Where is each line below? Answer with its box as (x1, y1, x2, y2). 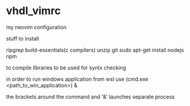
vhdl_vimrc (6, 4, 61, 18)
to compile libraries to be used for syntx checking (6, 64, 126, 71)
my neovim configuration (6, 24, 66, 31)
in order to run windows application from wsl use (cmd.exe (6, 75, 149, 82)
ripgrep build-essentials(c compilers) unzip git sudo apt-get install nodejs (6, 46, 184, 54)
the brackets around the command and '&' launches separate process (6, 93, 175, 100)
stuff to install (6, 35, 39, 42)
